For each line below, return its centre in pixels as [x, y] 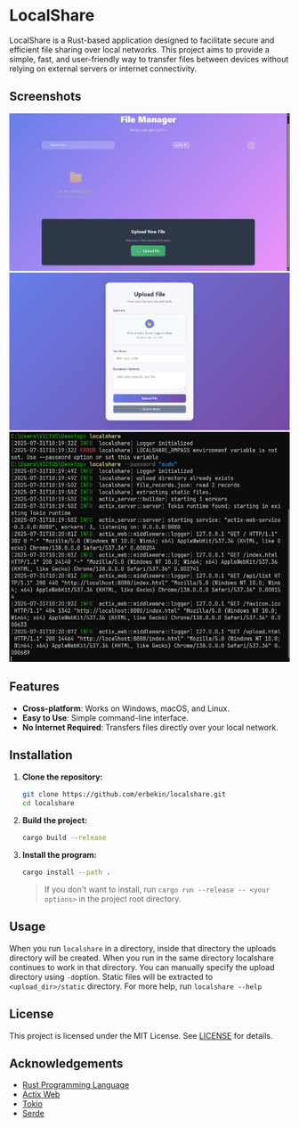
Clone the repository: [62, 777]
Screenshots [45, 97]
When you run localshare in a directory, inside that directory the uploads [143, 948]
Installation [41, 755]
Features [34, 687]
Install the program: [59, 855]
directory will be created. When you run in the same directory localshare [141, 958]
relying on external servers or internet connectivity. [103, 69]
